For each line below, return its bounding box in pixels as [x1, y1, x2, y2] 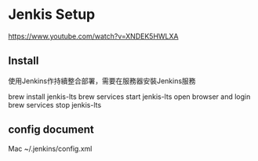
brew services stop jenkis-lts [8, 100, 102, 109]
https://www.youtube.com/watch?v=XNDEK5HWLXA [8, 31, 179, 41]
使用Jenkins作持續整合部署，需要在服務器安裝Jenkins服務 [8, 76, 196, 86]
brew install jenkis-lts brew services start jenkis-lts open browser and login [8, 92, 251, 101]
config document [8, 123, 94, 137]
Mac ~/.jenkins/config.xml [8, 144, 93, 153]
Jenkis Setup [8, 5, 96, 24]
